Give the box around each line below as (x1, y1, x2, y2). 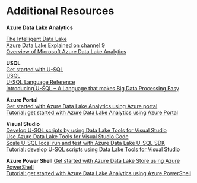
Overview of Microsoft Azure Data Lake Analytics (6, 48, 126, 55)
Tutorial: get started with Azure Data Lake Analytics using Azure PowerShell (6, 169, 192, 176)
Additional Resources (6, 4, 115, 18)
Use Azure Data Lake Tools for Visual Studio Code (6, 132, 129, 140)
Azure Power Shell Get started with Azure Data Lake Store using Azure (6, 157, 180, 164)
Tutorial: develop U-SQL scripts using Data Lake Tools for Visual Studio (6, 146, 180, 153)
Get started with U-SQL (6, 65, 63, 72)
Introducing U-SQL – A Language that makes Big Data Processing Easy (6, 84, 180, 91)
